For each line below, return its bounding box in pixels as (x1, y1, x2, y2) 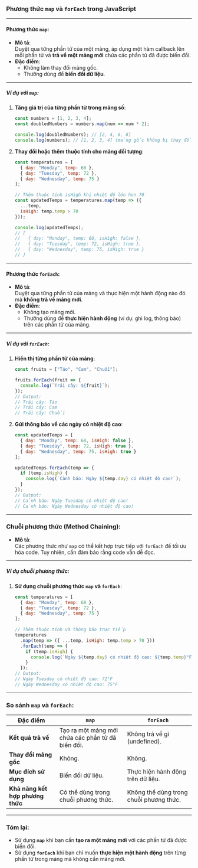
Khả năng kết (9, 785, 47, 793)
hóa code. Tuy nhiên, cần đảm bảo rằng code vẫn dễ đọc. (14, 549, 156, 556)
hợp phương (9, 792, 44, 800)
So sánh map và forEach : (6, 701, 74, 709)
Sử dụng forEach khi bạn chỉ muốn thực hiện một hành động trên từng (14, 849, 186, 856)
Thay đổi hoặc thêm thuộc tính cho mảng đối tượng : (14, 148, 144, 155)
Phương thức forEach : (6, 270, 60, 278)
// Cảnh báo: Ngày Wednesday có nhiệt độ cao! (14, 503, 134, 509)
